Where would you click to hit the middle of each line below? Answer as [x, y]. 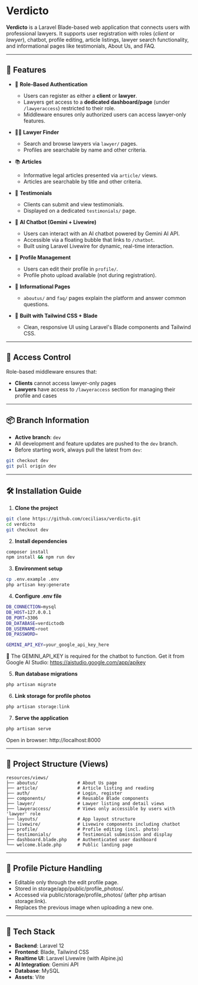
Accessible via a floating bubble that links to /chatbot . [89, 239]
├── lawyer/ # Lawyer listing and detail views [85, 803]
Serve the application [42, 718]
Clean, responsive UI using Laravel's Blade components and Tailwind [107, 327]
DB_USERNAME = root [27, 629]
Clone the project [36, 508]
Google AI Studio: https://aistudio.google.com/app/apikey [76, 663]
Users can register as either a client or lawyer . [80, 95]
